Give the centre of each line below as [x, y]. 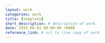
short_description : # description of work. [51, 23]
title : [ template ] [24, 19]
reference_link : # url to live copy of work [52, 33]
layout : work [19, 10]
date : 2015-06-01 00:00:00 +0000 [40, 28]
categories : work [23, 14]
